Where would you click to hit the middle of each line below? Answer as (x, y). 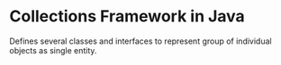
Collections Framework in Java (127, 16)
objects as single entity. (53, 50)
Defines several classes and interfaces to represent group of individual (140, 41)
